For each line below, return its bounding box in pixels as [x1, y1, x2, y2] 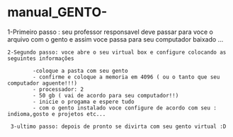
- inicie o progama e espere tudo [33, 98, 135, 105]
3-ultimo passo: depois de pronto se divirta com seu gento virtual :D [10, 123, 227, 130]
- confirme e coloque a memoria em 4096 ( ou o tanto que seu [33, 73, 220, 81]
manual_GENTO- [7, 4, 108, 20]
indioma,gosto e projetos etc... [7, 110, 106, 117]
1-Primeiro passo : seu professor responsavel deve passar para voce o [7, 28, 214, 36]
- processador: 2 [33, 85, 84, 93]
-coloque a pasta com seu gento [33, 67, 129, 74]
